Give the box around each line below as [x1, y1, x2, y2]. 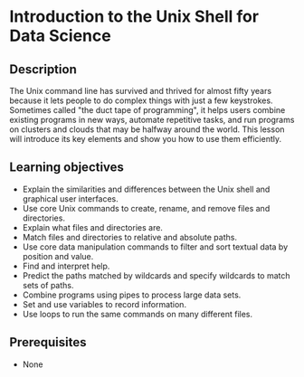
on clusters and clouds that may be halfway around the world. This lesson [9, 124, 285, 135]
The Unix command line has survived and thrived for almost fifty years [9, 86, 272, 96]
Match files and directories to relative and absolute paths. [22, 231, 238, 242]
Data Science [9, 25, 111, 46]
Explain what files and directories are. [22, 221, 163, 232]
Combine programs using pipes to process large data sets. [22, 289, 242, 300]
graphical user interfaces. [22, 193, 119, 204]
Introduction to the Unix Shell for [9, 6, 260, 27]
